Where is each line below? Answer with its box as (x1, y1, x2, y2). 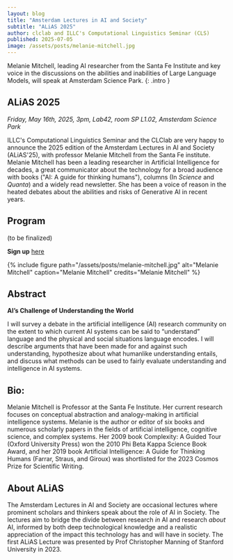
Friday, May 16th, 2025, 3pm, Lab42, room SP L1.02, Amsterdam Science (7, 115, 217, 123)
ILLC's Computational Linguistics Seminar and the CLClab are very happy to (7, 136, 225, 144)
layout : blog (7, 10, 45, 17)
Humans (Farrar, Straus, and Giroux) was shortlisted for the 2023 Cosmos (7, 455, 219, 463)
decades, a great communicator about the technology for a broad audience (7, 165, 223, 174)
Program (7, 215, 46, 227)
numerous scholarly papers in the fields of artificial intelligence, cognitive (7, 425, 218, 433)
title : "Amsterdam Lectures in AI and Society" (7, 17, 148, 24)
